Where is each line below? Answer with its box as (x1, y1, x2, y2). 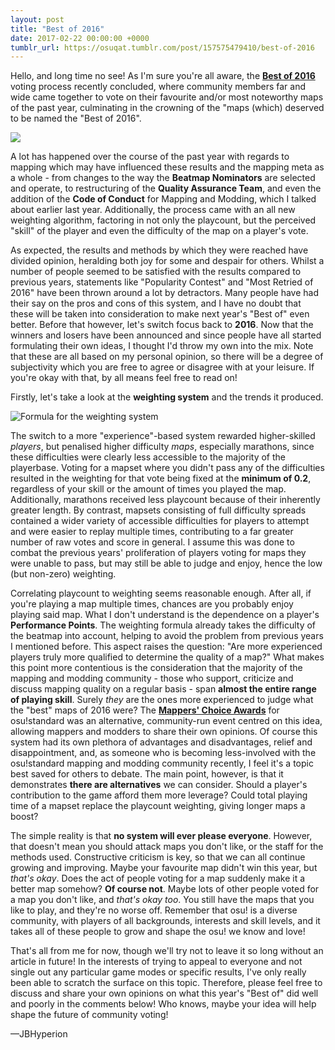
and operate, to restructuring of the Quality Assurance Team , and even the (10, 182, 322, 195)
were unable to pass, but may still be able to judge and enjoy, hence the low (10, 557, 323, 570)
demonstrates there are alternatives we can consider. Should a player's (10, 779, 308, 791)
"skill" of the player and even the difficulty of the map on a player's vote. (10, 225, 309, 237)
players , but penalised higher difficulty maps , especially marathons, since (10, 441, 315, 453)
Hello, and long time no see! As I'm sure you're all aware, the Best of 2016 (10, 70, 316, 82)
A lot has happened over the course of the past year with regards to (10, 151, 290, 163)
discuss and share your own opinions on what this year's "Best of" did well (10, 987, 319, 1000)
